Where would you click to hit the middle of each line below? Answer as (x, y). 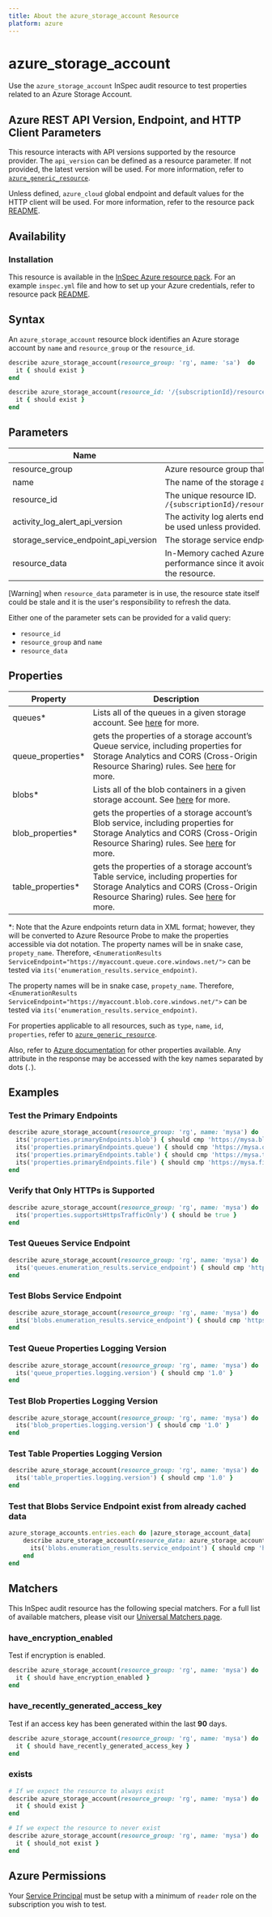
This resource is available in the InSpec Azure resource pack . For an (122, 277)
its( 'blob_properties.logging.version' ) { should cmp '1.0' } (123, 1425)
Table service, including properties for (165, 876)
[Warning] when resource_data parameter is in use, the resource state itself (134, 593)
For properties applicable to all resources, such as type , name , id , (116, 1025)
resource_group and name (61, 641)
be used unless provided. (213, 526)
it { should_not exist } (57, 1843)
